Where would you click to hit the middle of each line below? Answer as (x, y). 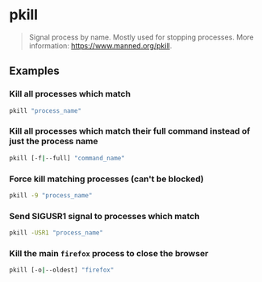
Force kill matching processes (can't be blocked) (106, 179)
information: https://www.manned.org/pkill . (100, 45)
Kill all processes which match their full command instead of (130, 131)
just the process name (54, 141)
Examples (34, 71)
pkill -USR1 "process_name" (56, 233)
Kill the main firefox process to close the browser (109, 253)
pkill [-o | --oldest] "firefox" (62, 270)
